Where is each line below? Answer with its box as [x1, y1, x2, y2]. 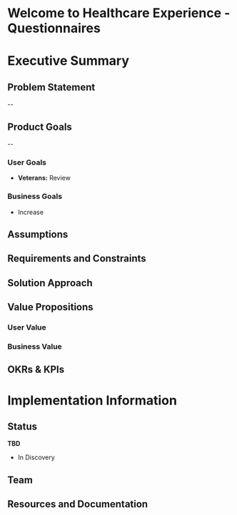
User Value [7, 322, 46, 332]
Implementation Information [7, 392, 177, 408]
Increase [17, 208, 44, 216]
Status [7, 420, 38, 432]
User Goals [7, 157, 46, 167]
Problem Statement [7, 81, 96, 93]
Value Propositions [7, 301, 94, 313]
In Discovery [17, 453, 55, 462]
